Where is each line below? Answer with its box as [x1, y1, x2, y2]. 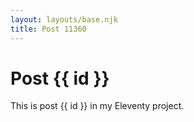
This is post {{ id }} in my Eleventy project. [10, 100, 185, 112]
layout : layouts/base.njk [10, 14, 118, 25]
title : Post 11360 [10, 24, 87, 34]
